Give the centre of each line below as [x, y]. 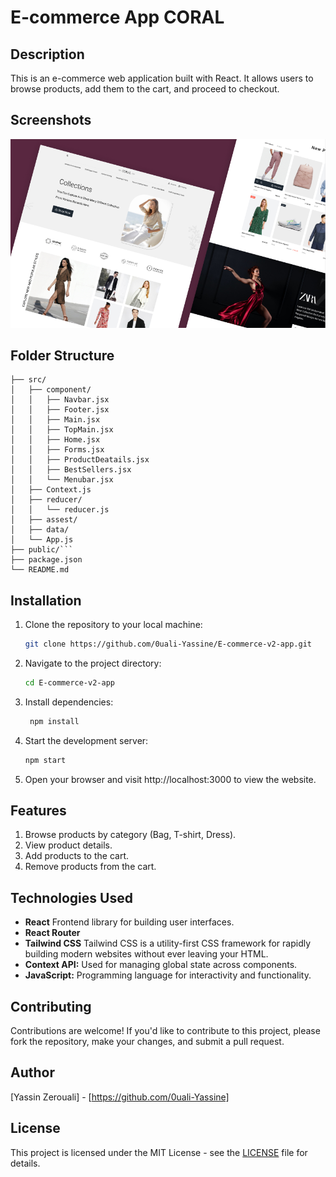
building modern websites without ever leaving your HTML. [146, 954]
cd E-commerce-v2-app [69, 683]
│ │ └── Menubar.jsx [62, 480]
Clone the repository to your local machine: [113, 625]
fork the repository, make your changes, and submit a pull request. [147, 1042]
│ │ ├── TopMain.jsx [62, 430]
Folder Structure [62, 355]
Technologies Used [71, 897]
